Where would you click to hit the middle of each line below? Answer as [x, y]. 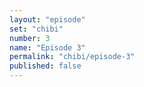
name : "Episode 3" [47, 47]
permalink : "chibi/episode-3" [72, 57]
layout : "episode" [47, 19]
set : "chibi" [36, 29]
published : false [45, 66]
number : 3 [30, 38]
